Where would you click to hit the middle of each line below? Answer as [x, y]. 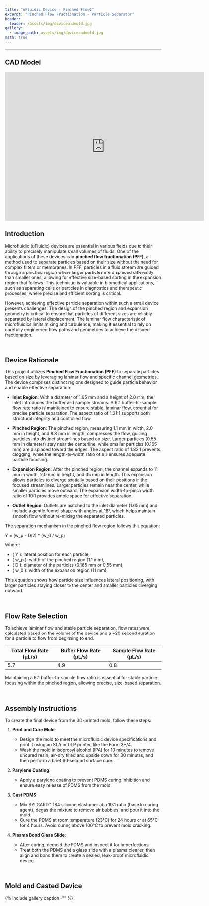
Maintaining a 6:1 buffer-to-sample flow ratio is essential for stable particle [81, 678]
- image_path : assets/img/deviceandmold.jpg [56, 33]
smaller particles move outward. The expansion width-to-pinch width [83, 491]
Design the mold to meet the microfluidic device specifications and [88, 739]
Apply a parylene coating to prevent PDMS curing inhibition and [85, 780]
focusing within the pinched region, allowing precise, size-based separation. [83, 683]
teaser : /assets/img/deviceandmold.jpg [51, 24]
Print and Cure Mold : [34, 729]
